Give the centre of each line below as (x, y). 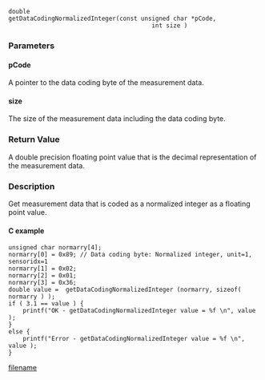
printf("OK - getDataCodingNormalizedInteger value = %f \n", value (139, 311)
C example (26, 230)
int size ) (170, 26)
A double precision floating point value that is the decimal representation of (132, 157)
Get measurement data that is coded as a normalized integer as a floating (129, 204)
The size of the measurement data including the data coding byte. (117, 119)
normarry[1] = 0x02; (43, 269)
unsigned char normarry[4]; (55, 248)
